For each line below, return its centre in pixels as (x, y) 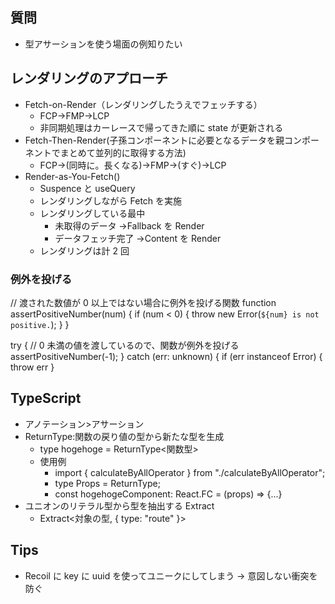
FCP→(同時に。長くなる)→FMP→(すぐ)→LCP (133, 165)
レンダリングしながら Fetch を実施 (111, 200)
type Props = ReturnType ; (107, 483)
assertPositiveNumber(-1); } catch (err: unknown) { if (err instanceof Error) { (166, 356)
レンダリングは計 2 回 (84, 250)
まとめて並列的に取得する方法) (123, 152)
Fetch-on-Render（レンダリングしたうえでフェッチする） (143, 104)
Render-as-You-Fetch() (72, 176)
